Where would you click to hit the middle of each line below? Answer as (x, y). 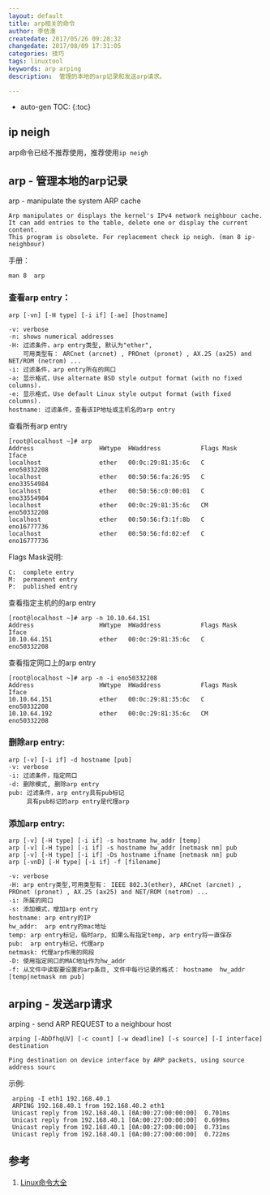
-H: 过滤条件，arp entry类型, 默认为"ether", (80, 345)
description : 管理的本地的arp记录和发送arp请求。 (87, 76)
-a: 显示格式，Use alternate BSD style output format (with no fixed (125, 378)
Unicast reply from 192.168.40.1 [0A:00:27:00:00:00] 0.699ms (121, 1120)
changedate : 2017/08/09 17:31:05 (65, 46)
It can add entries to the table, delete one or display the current (129, 223)
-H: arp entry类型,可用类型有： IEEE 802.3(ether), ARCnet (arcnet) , (125, 885)
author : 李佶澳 (32, 31)
